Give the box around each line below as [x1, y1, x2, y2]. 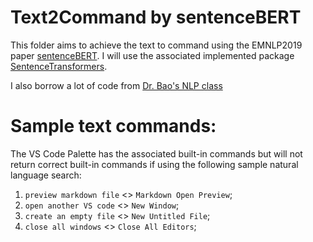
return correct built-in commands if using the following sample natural [10, 158, 299, 170]
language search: [10, 169, 82, 181]
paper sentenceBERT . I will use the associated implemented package [10, 49, 295, 61]
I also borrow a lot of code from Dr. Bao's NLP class [10, 79, 223, 91]
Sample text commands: [10, 115, 217, 138]
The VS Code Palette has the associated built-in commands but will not [10, 147, 303, 160]
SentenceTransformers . [10, 60, 108, 72]
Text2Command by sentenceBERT [10, 6, 302, 29]
